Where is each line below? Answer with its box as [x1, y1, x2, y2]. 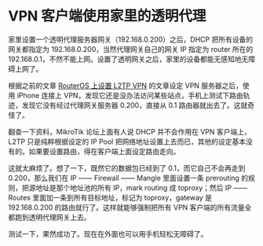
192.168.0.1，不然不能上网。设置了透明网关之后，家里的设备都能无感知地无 [8, 54, 249, 64]
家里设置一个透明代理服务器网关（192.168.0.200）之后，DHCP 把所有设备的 [8, 35, 254, 44]
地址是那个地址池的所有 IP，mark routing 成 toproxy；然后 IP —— [35, 182, 247, 193]
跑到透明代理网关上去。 [14, 212, 91, 222]
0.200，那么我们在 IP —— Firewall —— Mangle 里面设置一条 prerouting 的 [8, 173, 249, 182]
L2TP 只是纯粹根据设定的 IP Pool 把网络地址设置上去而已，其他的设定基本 [8, 137, 246, 146]
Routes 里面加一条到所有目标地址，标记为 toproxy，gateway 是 [8, 193, 213, 202]
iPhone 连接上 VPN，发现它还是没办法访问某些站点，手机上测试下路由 [16, 90, 243, 100]
